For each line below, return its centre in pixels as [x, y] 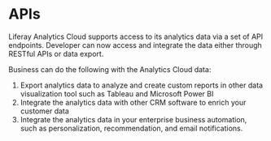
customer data [44, 111]
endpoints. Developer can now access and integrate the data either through [135, 45]
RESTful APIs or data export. [56, 53]
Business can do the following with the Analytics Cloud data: [110, 69]
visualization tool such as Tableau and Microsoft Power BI [117, 93]
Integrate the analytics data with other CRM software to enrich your [133, 102]
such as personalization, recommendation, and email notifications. [131, 128]
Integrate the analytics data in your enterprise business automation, [133, 119]
